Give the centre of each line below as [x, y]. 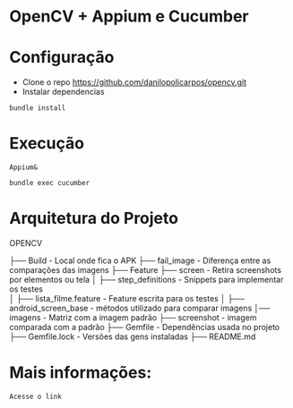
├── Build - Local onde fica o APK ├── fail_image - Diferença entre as [140, 260]
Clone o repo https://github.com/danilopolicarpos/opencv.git [134, 82]
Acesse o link [36, 396]
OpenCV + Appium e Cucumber [129, 17]
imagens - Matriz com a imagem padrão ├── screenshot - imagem [133, 318]
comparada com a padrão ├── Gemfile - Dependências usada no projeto [145, 327]
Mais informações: [81, 373]
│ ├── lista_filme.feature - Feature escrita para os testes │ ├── [127, 298]
